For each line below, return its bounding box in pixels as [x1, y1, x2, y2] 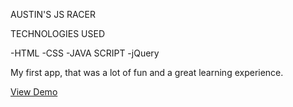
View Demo [10, 86, 58, 98]
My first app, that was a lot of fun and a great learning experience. [10, 67, 284, 78]
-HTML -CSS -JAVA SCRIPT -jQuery [10, 47, 160, 59]
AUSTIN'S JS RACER [10, 9, 96, 20]
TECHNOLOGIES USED [10, 28, 106, 39]
